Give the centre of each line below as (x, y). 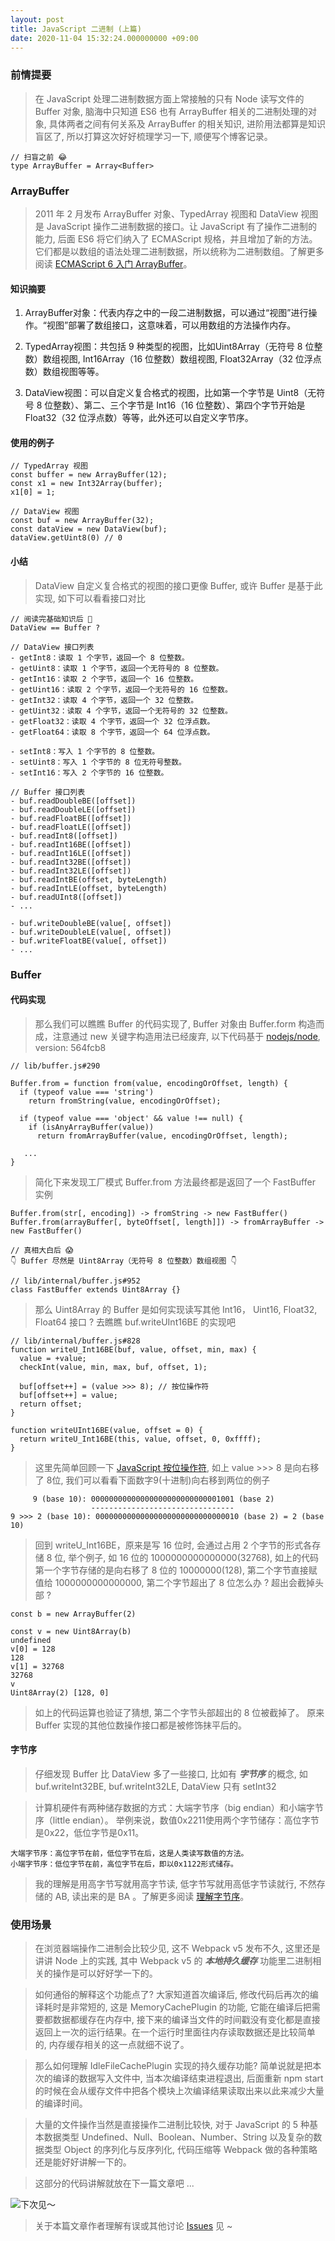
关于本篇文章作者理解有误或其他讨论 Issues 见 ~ (133, 2226)
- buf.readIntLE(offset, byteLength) (89, 888)
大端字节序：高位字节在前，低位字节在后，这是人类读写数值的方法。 (129, 1853)
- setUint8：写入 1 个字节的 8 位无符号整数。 (98, 762)
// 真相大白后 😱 (42, 1250)
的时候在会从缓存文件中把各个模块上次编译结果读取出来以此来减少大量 (179, 2091)
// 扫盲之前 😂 (39, 157)
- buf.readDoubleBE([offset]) (73, 801)
